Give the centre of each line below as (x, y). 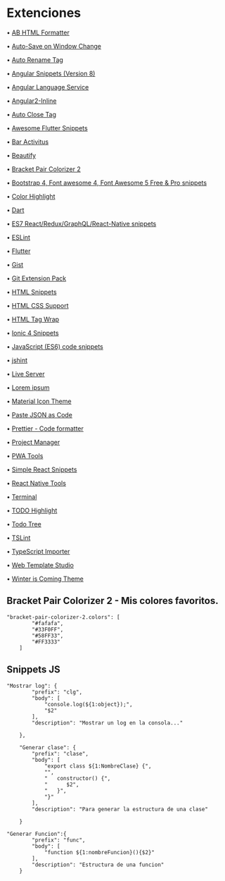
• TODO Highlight (32, 510)
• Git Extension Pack (37, 278)
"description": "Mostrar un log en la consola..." (108, 723)
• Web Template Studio (40, 565)
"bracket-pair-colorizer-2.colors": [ (63, 617)
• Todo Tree (24, 524)
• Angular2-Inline (32, 101)
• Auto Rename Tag (35, 60)
